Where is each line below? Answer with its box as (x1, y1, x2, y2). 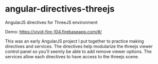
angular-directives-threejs (5, 3, 115, 15)
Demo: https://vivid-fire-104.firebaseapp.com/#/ (5, 29, 102, 34)
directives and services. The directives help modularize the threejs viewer (5, 43, 153, 49)
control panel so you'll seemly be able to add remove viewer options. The (5, 48, 152, 54)
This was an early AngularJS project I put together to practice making (5, 38, 144, 44)
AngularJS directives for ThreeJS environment (5, 19, 98, 25)
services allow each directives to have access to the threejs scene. (5, 53, 140, 59)
